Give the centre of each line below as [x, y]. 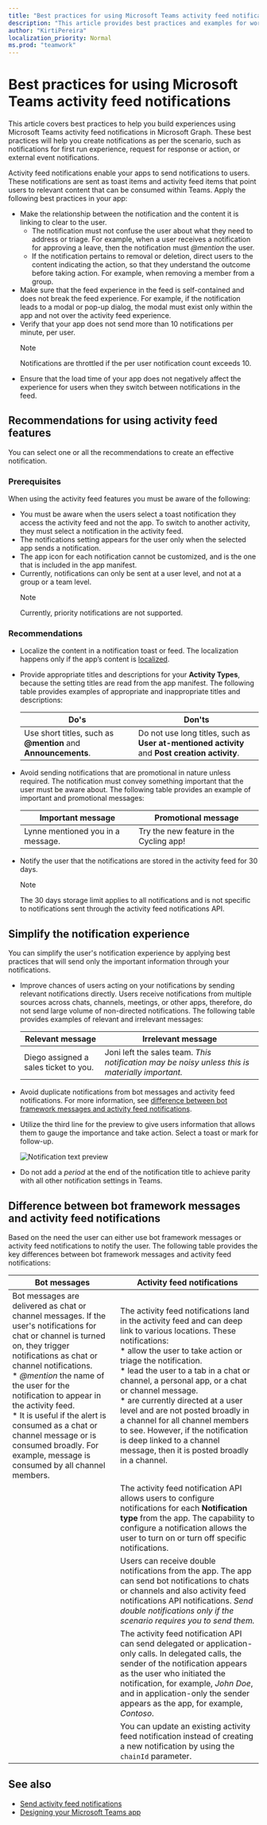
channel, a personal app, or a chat [184, 1381]
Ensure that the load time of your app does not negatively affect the [130, 379]
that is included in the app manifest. [78, 565]
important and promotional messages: [82, 799]
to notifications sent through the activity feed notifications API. [122, 909]
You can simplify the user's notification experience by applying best [119, 953]
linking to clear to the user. [63, 222]
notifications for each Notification [184, 1509]
